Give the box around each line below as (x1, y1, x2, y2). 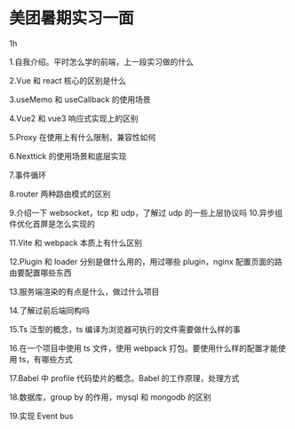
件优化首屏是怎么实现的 (9, 218, 95, 229)
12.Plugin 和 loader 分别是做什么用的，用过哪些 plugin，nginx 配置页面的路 (9, 256, 283, 266)
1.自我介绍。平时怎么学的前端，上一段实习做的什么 (9, 56, 194, 67)
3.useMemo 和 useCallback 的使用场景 (9, 94, 151, 105)
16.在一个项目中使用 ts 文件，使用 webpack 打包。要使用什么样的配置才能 (9, 343, 278, 354)
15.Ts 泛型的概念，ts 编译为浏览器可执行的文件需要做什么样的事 (9, 323, 242, 334)
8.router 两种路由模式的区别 (9, 188, 111, 199)
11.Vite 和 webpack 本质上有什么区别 (9, 237, 143, 248)
